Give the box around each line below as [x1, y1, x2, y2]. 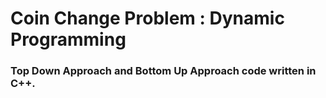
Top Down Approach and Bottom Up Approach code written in [10, 64, 317, 78]
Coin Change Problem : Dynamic [10, 7, 285, 30]
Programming [10, 28, 127, 51]
